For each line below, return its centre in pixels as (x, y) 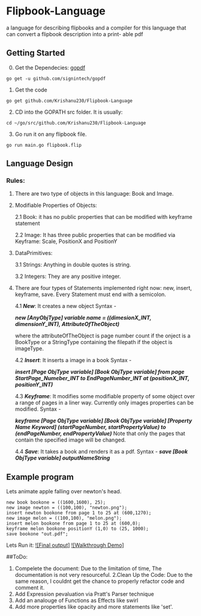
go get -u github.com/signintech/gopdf (56, 79)
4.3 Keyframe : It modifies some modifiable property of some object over (105, 396)
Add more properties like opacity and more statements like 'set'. (94, 607)
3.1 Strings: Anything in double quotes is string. (73, 265)
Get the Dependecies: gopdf (50, 67)
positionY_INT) (34, 385)
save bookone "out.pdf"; (37, 534)
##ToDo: (17, 557)
